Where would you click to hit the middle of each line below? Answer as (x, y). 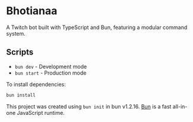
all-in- (180, 106)
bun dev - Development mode (51, 66)
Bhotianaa (32, 11)
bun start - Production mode (50, 73)
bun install (21, 95)
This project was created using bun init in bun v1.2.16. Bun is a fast (89, 106)
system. (16, 33)
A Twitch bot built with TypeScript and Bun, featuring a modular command (97, 27)
